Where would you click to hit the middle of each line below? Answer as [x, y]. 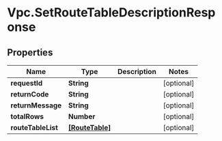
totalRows [27, 116]
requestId [27, 83]
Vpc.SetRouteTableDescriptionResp [111, 13]
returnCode [30, 94]
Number [82, 116]
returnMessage [36, 105]
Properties [30, 52]
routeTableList [34, 128]
